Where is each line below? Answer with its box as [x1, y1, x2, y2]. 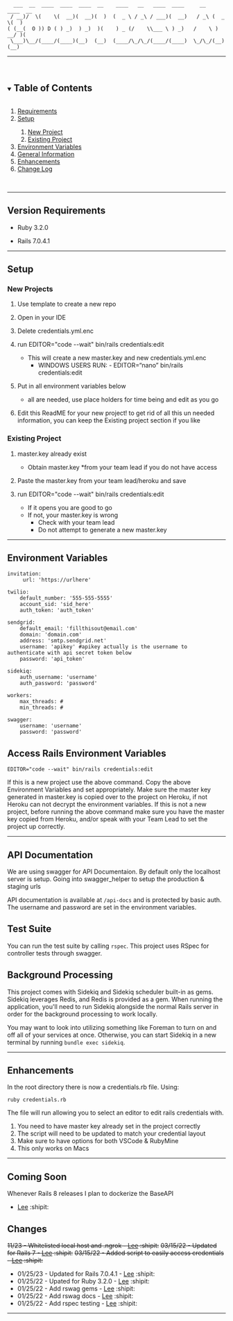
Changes [7, 1223, 47, 1235]
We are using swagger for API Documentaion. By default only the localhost [7, 867, 221, 876]
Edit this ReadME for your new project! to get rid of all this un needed [17, 409, 215, 418]
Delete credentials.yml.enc [17, 327, 94, 335]
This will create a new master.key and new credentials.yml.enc [27, 354, 207, 362]
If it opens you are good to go [27, 503, 112, 511]
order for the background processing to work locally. [7, 1010, 158, 1018]
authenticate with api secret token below [7, 650, 132, 657]
